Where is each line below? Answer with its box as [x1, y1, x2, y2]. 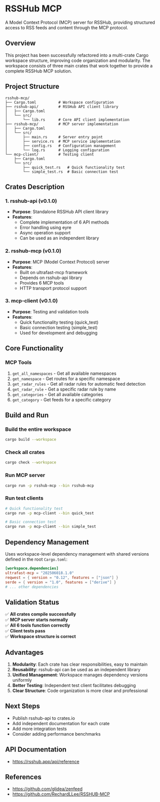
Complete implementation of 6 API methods [19, 219, 109, 226]
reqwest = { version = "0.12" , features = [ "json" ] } [5, 575, 119, 580]
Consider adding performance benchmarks [12, 731, 101, 737]
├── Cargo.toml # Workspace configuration [5, 100, 114, 105]
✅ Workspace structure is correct [5, 633, 76, 639]
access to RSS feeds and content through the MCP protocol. [5, 24, 128, 30]
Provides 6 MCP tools [19, 280, 64, 286]
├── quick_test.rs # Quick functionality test [23, 165, 125, 170]
